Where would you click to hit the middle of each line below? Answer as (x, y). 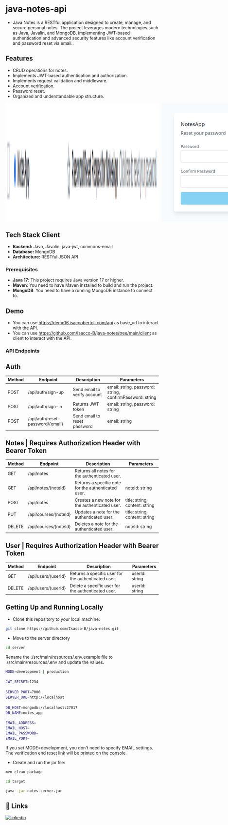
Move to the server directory (41, 638)
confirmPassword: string (132, 397)
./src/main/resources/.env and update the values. (55, 662)
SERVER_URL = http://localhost (35, 697)
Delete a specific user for (95, 586)
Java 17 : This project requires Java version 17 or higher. (68, 280)
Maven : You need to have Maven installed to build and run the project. (83, 285)
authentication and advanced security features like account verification (84, 38)
